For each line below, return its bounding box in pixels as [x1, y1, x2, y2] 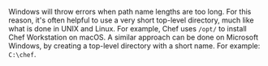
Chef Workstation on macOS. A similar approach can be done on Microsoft [8, 32, 258, 42]
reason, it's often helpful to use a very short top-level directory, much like [8, 15, 254, 25]
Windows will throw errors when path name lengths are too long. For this [8, 7, 252, 16]
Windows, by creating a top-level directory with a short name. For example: [8, 41, 261, 51]
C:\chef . [8, 50, 37, 59]
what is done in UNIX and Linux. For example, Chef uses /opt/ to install [8, 24, 247, 33]
